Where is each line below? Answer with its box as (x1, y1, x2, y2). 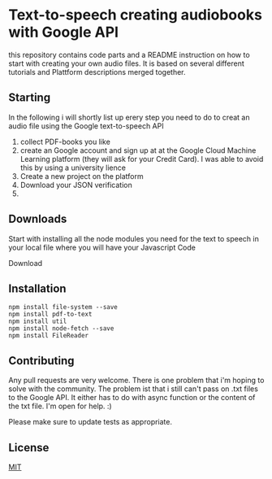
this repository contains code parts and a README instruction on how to (8, 50, 250, 59)
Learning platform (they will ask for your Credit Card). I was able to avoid (19, 154, 264, 163)
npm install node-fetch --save (8, 324, 114, 333)
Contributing (8, 354, 75, 368)
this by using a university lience (19, 163, 126, 172)
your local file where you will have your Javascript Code (8, 242, 196, 252)
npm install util (8, 317, 67, 326)
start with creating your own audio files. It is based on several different (8, 59, 245, 68)
